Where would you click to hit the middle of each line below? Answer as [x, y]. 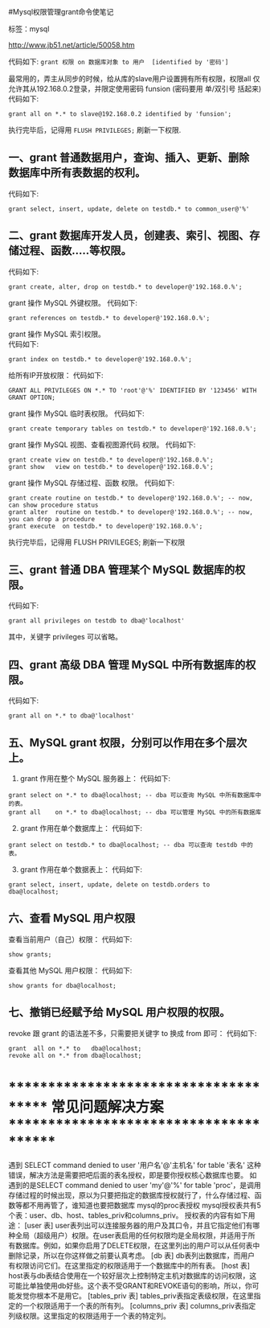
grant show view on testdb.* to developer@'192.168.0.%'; [111, 467]
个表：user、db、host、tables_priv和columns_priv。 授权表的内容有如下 [129, 1215]
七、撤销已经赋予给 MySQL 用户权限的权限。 [119, 1012]
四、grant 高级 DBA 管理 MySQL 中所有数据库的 [127, 665]
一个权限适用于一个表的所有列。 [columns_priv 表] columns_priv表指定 [139, 1305]
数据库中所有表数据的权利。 [77, 173]
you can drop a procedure [51, 519]
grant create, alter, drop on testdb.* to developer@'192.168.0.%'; [125, 287]
